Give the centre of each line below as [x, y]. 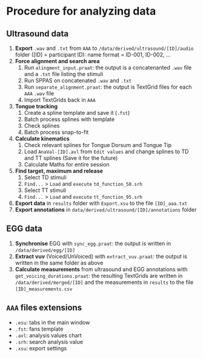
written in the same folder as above [59, 263]
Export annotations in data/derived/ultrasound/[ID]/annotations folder [106, 210]
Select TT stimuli [45, 190]
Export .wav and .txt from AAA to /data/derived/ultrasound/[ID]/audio [104, 48]
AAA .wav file [39, 93]
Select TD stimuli [45, 177]
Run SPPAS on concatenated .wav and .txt [78, 81]
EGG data [24, 229]
